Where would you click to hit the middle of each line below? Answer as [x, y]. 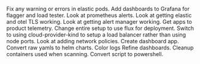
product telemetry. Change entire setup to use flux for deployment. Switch [100, 28]
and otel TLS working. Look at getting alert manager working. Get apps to [99, 22]
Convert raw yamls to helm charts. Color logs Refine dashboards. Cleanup [100, 48]
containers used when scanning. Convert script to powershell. [85, 54]
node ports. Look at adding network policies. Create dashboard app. [93, 41]
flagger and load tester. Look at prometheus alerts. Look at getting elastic [99, 15]
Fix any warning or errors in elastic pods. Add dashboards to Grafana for [98, 9]
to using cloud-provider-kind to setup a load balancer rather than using [96, 35]
